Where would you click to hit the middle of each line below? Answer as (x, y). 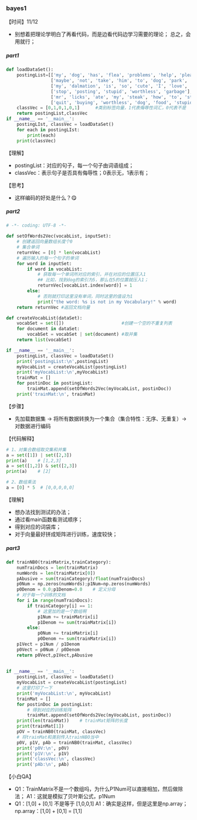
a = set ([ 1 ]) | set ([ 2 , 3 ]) (39, 455)
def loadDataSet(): (30, 70)
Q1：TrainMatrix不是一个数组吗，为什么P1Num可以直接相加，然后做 (96, 789)
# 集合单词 (28, 247)
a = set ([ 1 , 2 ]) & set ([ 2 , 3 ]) (42, 466)
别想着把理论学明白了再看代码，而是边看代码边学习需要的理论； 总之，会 (103, 34)
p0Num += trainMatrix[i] (68, 634)
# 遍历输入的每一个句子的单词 (48, 258)
